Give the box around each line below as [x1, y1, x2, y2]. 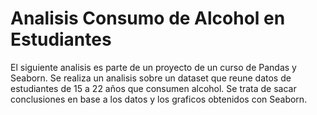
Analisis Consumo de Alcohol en [10, 7, 286, 30]
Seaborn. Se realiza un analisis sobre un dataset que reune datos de [10, 72, 292, 84]
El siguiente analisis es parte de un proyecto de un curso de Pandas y [10, 61, 297, 73]
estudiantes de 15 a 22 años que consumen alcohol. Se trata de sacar [10, 82, 297, 94]
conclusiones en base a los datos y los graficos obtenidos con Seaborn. [10, 93, 308, 105]
